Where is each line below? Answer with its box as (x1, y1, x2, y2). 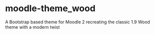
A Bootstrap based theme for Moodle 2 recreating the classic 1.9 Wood (5, 19, 151, 25)
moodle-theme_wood (5, 3, 96, 14)
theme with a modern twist (5, 24, 60, 30)
